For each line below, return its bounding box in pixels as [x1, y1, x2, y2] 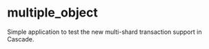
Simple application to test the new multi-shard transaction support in [7, 28, 202, 36]
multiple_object [7, 5, 98, 21]
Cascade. [7, 35, 34, 43]
